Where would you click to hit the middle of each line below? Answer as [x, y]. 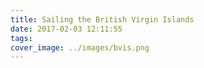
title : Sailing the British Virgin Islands [102, 19]
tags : [21, 38]
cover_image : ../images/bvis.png [80, 47]
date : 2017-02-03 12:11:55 [66, 29]
